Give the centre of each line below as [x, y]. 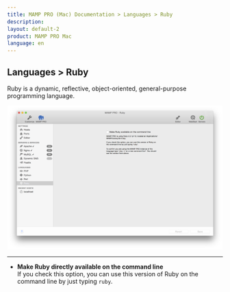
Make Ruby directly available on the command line [90, 267]
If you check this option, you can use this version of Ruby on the [107, 274]
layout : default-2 [33, 29]
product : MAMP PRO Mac [39, 36]
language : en [26, 44]
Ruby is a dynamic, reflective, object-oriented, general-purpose [97, 88]
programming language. [41, 95]
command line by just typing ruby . [65, 282]
